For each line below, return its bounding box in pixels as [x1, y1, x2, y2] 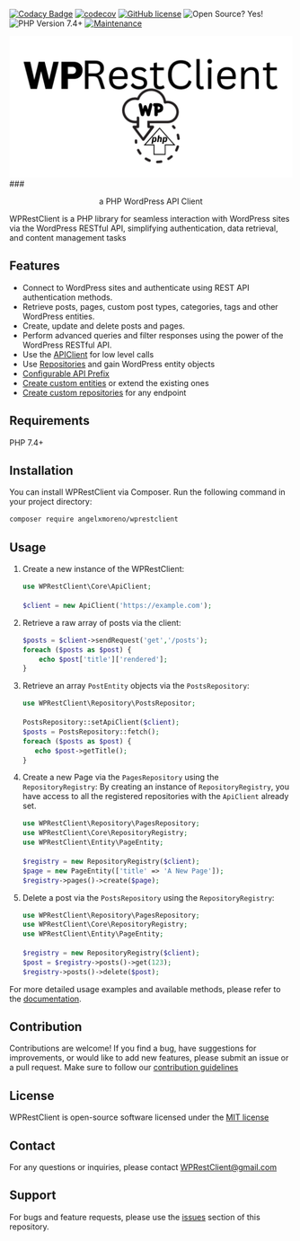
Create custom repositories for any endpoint [22, 387, 187, 398]
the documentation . [9, 993, 83, 1004]
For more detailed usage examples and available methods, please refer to [9, 983, 281, 994]
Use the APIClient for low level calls [22, 348, 154, 359]
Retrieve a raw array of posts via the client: [22, 617, 181, 628]
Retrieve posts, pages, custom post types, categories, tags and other [22, 301, 278, 312]
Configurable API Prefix [22, 368, 110, 379]
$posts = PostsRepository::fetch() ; [22, 727, 160, 736]
